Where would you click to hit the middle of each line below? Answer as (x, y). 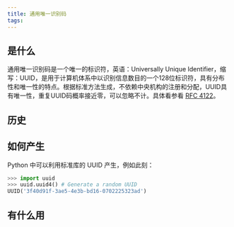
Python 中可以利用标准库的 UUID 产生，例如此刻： (81, 165)
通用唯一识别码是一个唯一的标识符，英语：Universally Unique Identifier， (114, 69)
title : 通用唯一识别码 (37, 14)
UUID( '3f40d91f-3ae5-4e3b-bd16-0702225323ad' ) (77, 192)
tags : (15, 21)
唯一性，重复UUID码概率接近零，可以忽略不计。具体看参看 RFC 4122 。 (116, 95)
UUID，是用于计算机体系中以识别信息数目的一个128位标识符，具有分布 (122, 78)
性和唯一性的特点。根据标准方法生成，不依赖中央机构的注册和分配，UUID (114, 87)
